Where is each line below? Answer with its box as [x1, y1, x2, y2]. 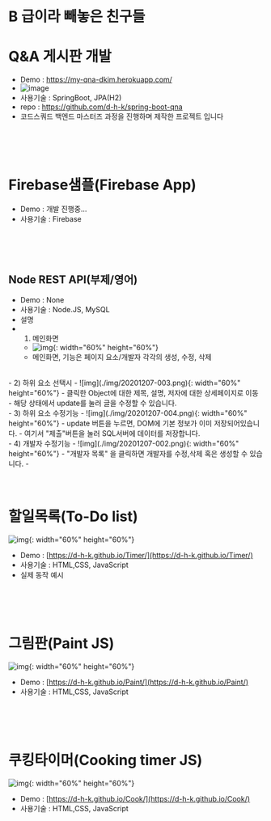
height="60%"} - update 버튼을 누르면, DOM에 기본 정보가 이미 [8, 418, 213, 428]
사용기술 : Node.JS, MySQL [19, 304, 111, 314]
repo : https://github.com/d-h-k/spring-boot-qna [19, 102, 184, 112]
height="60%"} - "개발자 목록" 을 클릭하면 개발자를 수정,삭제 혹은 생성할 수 [8, 448, 248, 458]
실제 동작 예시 [19, 569, 64, 579]
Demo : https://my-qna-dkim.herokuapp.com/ [19, 74, 172, 85]
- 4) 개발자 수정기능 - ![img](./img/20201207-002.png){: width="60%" [8, 438, 239, 448]
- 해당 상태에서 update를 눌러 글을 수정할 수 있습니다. [8, 398, 177, 408]
